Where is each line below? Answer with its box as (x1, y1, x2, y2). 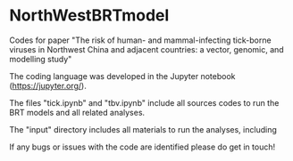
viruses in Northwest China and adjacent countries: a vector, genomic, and (9, 44, 284, 54)
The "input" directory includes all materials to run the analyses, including (9, 124, 277, 134)
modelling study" (9, 53, 72, 64)
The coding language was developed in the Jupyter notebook (9, 70, 236, 81)
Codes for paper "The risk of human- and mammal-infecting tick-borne (9, 35, 272, 45)
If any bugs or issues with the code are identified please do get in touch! (9, 141, 275, 152)
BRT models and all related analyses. (9, 107, 146, 117)
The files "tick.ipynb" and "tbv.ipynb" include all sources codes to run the (9, 97, 280, 108)
